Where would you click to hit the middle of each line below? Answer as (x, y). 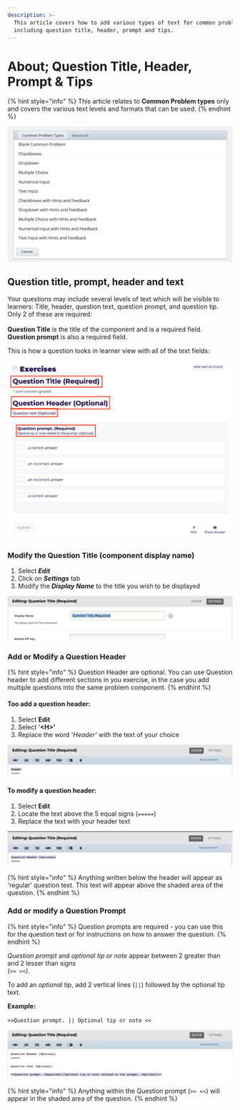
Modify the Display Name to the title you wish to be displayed (109, 586)
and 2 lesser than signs (42, 963)
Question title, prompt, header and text (96, 282)
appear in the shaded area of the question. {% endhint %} (93, 1099)
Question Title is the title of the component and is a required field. (105, 329)
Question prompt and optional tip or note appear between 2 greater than (114, 955)
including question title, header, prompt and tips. (94, 30)
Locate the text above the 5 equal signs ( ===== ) (87, 814)
